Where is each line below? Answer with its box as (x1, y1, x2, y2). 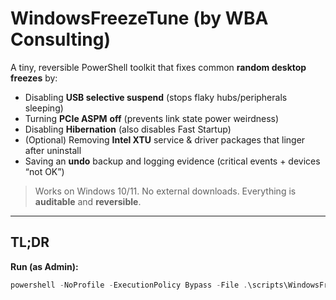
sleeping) (24, 102, 64, 114)
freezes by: (10, 72, 58, 84)
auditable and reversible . (34, 195, 142, 207)
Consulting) (10, 28, 111, 51)
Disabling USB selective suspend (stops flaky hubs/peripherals (24, 91, 288, 103)
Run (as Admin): (10, 260, 79, 272)
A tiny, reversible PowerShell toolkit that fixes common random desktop (10, 61, 307, 73)
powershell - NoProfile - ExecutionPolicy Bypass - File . (10, 280, 248, 290)
